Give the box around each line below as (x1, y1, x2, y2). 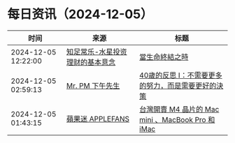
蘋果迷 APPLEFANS (66, 114, 129, 123)
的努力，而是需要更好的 (139, 81, 217, 91)
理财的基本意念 (66, 57, 116, 67)
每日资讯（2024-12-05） (7, 6, 153, 22)
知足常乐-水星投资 (66, 47, 127, 57)
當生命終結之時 (139, 52, 189, 61)
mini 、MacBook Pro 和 (139, 114, 215, 124)
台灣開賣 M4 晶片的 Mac (139, 104, 220, 114)
